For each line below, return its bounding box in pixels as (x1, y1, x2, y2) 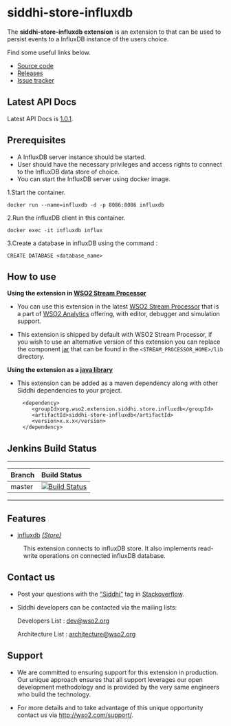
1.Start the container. (7, 188, 66, 196)
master (10, 482, 33, 492)
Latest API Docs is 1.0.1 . (7, 114, 74, 123)
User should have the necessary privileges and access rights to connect (16, 160, 222, 168)
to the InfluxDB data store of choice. (16, 167, 120, 176)
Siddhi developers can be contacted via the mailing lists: (16, 603, 177, 611)
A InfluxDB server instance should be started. (16, 153, 146, 161)
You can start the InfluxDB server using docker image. (16, 174, 170, 183)
